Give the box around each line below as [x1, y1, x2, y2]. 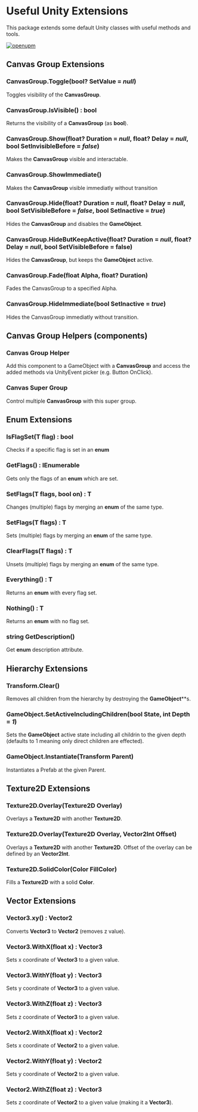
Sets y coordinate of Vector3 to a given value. [6, 984, 120, 992]
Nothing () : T [6, 604, 44, 612]
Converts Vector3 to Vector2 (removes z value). [6, 927, 126, 935]
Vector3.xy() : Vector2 [6, 914, 73, 922]
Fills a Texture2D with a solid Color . [6, 879, 95, 886]
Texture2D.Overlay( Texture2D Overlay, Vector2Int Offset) [6, 830, 177, 838]
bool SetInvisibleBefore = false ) [6, 142, 100, 150]
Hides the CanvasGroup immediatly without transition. [6, 313, 139, 321]
